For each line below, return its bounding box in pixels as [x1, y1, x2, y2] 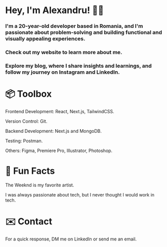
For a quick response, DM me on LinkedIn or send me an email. [5, 236, 137, 242]
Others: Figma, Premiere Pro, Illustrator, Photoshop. [5, 147, 113, 154]
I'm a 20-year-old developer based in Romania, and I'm [5, 23, 143, 30]
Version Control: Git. [5, 118, 48, 124]
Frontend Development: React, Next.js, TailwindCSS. [5, 108, 115, 114]
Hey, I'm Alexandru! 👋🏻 [5, 5, 104, 16]
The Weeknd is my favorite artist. [5, 182, 74, 188]
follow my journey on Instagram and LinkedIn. [5, 68, 120, 75]
